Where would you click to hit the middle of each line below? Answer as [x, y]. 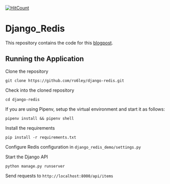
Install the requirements [30, 128]
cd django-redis [22, 99]
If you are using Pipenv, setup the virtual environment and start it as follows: [85, 109]
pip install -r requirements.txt [41, 137]
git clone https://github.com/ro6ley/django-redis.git [65, 80]
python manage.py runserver [35, 166]
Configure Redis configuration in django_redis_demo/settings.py [73, 147]
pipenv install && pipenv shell [40, 118]
